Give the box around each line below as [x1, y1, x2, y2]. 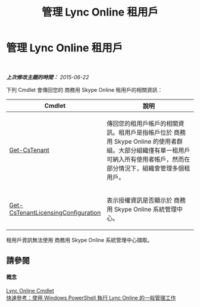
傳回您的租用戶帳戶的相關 [106, 119, 179, 128]
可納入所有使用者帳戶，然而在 [106, 155, 190, 163]
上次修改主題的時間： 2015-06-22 [6, 73, 89, 80]
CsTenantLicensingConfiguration [9, 208, 101, 216]
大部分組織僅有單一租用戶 [118, 146, 190, 154]
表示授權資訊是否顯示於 [106, 196, 173, 204]
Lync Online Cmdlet [6, 287, 55, 294]
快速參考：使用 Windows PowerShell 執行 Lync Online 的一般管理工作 [6, 294, 176, 301]
